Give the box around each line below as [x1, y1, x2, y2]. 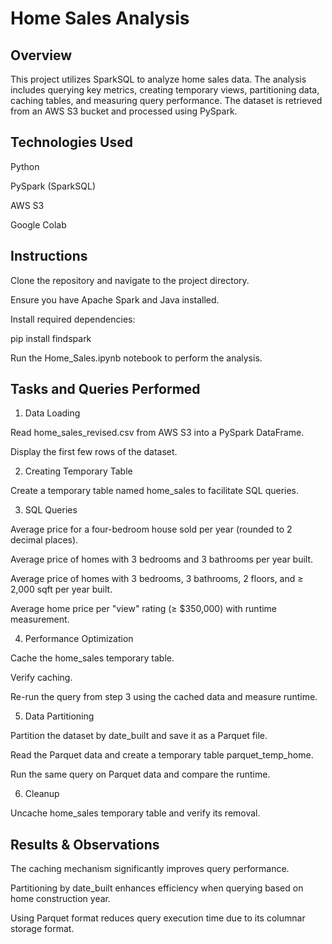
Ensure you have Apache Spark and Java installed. [10, 293, 220, 306]
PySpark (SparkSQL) [10, 180, 97, 192]
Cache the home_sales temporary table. [10, 652, 175, 664]
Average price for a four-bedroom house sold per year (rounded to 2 [10, 523, 293, 536]
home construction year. [10, 893, 111, 905]
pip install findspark [10, 332, 92, 344]
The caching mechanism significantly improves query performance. [10, 863, 290, 875]
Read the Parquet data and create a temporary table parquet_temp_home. [10, 749, 314, 761]
